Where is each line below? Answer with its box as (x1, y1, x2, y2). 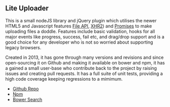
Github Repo (12, 86, 39, 92)
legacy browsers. (5, 44, 42, 50)
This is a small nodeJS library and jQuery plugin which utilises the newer (5, 17, 157, 23)
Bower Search (12, 96, 43, 102)
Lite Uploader (5, 4, 49, 13)
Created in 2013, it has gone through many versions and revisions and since (5, 54, 164, 60)
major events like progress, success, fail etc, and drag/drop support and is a (5, 33, 165, 40)
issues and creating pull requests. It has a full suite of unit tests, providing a (5, 70, 163, 77)
